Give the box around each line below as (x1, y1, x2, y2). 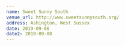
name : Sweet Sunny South (6, 8, 69, 15)
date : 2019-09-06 (6, 25, 50, 32)
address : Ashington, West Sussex (6, 20, 90, 26)
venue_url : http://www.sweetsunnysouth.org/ (6, 14, 120, 20)
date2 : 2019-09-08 (6, 31, 52, 37)
